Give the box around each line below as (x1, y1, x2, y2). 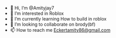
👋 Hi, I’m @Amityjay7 (10, 5, 55, 11)
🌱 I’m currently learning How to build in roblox (10, 16, 107, 22)
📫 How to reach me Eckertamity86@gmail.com (10, 27, 111, 33)
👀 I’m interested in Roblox (10, 10, 64, 16)
